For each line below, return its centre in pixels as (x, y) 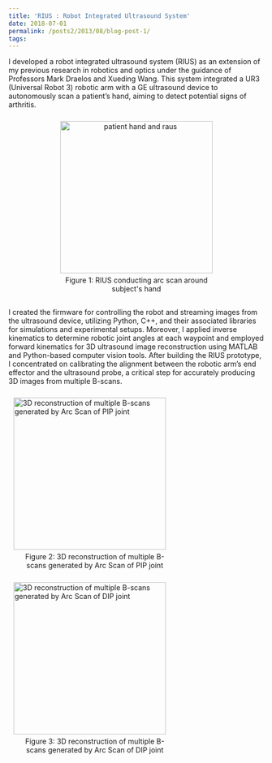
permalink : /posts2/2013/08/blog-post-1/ (80, 31)
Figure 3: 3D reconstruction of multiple (90, 741)
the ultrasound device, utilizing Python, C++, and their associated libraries (132, 321)
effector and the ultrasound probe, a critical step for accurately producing (132, 373)
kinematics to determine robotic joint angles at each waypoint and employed (136, 338)
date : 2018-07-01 (38, 24)
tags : (17, 39)
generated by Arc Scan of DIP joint (106, 750)
